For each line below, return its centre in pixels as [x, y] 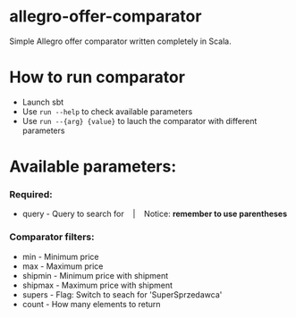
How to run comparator [97, 77]
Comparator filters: [52, 237]
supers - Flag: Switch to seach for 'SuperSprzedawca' [122, 294]
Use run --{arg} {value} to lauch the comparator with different [140, 121]
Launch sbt [43, 102]
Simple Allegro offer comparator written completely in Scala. [120, 41]
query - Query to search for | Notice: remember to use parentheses [155, 214]
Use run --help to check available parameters [107, 111]
